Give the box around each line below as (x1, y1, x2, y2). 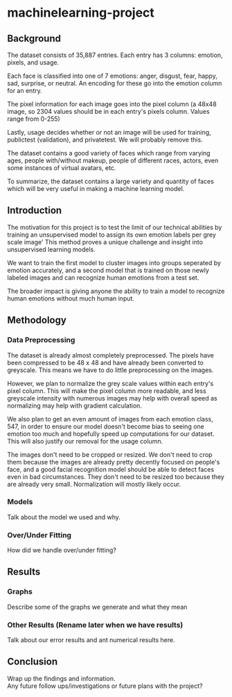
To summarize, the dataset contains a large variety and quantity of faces (7, 177, 215, 185)
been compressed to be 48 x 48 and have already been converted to (7, 358, 204, 367)
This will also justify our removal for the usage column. (7, 437, 163, 445)
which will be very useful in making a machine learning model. (7, 185, 185, 192)
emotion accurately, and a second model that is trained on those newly (7, 266, 210, 274)
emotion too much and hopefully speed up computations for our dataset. (7, 429, 215, 438)
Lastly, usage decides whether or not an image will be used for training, (7, 128, 211, 136)
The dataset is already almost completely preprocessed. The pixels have (7, 351, 215, 359)
